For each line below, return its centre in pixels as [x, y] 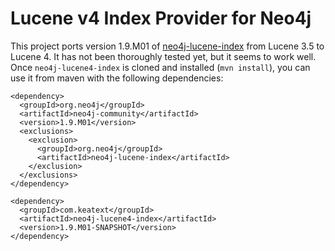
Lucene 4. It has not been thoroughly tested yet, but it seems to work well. [163, 56]
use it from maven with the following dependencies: [117, 78]
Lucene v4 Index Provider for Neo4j [161, 18]
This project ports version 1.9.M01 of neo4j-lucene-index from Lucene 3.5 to [167, 46]
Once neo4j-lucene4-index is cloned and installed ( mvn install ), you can [160, 67]
